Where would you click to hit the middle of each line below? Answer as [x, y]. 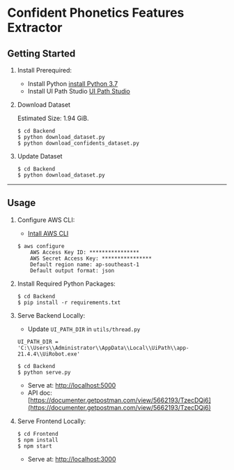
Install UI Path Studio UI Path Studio [79, 91]
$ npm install [38, 440]
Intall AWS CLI [48, 233]
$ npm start [34, 446]
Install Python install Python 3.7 [73, 84]
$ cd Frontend [38, 434]
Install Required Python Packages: [67, 284]
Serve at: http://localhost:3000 [72, 459]
